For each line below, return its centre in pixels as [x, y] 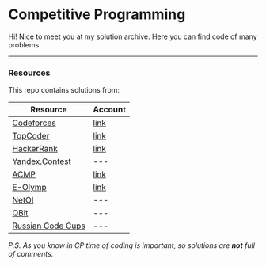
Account [110, 110]
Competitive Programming [97, 15]
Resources [29, 73]
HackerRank [35, 149]
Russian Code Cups [49, 226]
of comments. [31, 254]
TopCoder [31, 136]
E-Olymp [29, 188]
